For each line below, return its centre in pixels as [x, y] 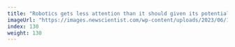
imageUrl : [22, 20]
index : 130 [23, 26]
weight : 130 [24, 33]
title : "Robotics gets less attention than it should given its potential [119, 13]
